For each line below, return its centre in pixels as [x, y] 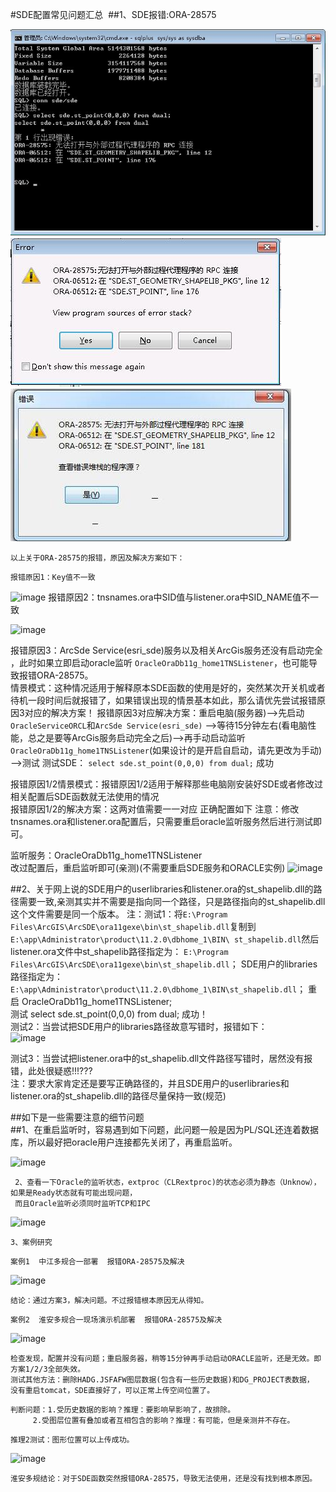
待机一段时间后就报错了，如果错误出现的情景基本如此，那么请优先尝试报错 [163, 700]
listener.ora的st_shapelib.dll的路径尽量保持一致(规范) [118, 1096]
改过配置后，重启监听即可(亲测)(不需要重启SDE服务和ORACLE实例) [148, 868]
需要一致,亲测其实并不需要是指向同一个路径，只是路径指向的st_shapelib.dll [172, 902]
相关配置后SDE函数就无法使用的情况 [85, 797]
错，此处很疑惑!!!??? [51, 1071]
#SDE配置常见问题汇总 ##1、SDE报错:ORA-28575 [113, 14]
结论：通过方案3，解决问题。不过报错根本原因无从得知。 [109, 1301]
